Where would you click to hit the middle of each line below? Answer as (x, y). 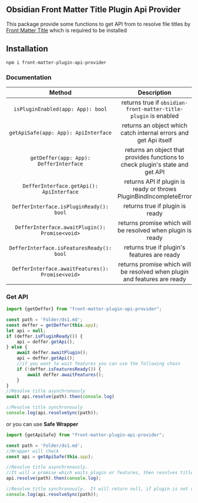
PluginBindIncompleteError (155, 196)
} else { (17, 347)
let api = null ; (26, 330)
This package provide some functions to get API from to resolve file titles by (98, 24)
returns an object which (154, 125)
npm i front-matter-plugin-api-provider (57, 62)
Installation (27, 49)
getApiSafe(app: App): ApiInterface (60, 133)
